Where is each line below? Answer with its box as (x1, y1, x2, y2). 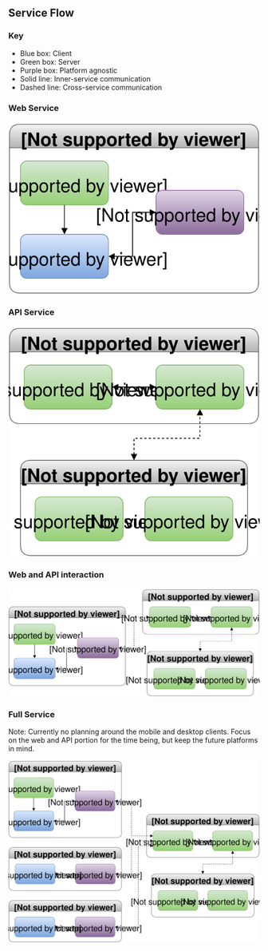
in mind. (8, 744, 35, 753)
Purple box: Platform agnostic (19, 65, 118, 75)
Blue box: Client (19, 48, 73, 58)
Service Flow (8, 6, 74, 20)
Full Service (8, 708, 55, 719)
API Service (8, 307, 55, 318)
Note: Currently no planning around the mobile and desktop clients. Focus (8, 727, 251, 736)
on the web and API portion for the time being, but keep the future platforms (8, 735, 258, 745)
